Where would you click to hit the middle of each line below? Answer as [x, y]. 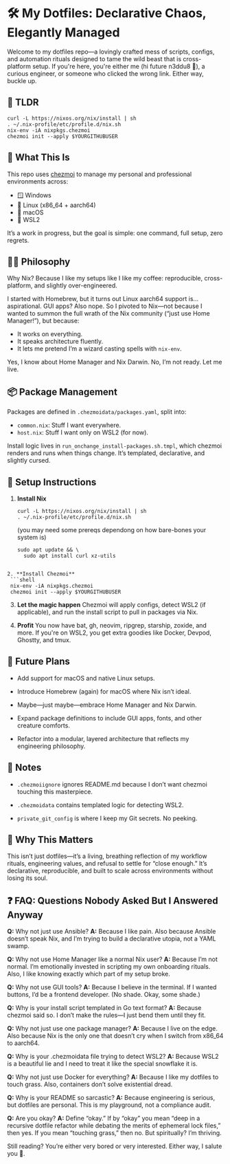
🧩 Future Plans [39, 662]
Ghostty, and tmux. [44, 640]
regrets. [18, 240]
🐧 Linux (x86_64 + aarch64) [56, 205]
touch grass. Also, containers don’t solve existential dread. [90, 1084]
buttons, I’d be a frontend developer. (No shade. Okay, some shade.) [104, 995]
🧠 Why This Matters [50, 840]
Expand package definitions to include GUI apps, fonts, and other [110, 718]
